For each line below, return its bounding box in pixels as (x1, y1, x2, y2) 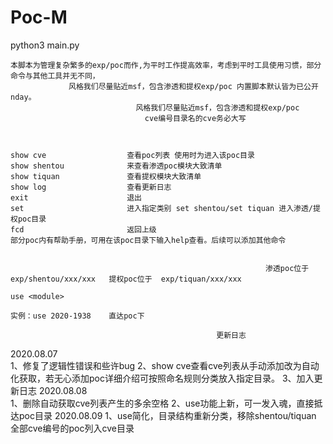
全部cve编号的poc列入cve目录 (10, 422, 135, 434)
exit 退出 (10, 192, 142, 203)
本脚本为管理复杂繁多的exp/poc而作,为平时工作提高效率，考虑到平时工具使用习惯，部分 (10, 60, 322, 70)
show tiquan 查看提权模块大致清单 (10, 171, 202, 181)
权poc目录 (10, 214, 47, 224)
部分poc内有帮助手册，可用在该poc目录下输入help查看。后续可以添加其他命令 (10, 235, 287, 245)
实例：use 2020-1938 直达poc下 (10, 311, 145, 321)
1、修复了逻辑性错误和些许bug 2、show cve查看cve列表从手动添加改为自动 (10, 359, 320, 371)
